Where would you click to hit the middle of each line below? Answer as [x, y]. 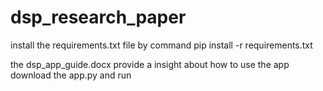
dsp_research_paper [98, 17]
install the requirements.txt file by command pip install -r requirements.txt [161, 45]
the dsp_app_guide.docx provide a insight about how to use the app [150, 64]
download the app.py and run [71, 75]
